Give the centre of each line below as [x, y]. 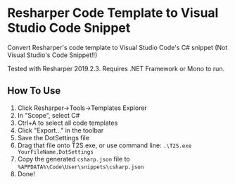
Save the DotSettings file [53, 137]
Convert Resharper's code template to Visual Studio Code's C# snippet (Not [118, 47]
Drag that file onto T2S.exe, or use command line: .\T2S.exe [104, 145]
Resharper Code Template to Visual [113, 13]
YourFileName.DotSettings [55, 152]
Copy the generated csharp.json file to [74, 159]
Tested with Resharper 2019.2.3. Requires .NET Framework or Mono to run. [116, 68]
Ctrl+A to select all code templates [68, 123]
